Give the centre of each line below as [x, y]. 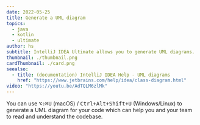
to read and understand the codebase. [55, 116]
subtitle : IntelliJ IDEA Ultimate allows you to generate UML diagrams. [101, 52]
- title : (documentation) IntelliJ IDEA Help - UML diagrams [91, 75]
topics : [16, 23]
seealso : [17, 69]
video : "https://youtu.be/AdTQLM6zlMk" [57, 86]
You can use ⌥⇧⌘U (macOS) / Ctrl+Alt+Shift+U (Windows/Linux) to [94, 104]
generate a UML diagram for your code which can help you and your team [99, 110]
